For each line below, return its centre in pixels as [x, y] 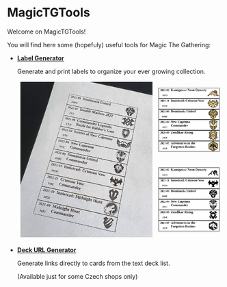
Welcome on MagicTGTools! [46, 32]
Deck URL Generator [46, 250]
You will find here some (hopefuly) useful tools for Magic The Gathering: [109, 45]
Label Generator [40, 58]
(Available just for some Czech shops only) [77, 276]
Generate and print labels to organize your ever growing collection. [111, 71]
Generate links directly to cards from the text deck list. [93, 263]
